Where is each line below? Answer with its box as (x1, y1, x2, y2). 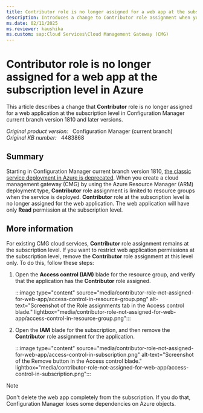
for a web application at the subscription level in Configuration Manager (6, 109, 185, 117)
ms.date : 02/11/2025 (6, 20, 59, 26)
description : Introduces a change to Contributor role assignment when (6, 15, 190, 21)
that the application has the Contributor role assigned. (14, 277, 151, 284)
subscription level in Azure (6, 83, 144, 97)
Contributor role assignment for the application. (14, 333, 135, 340)
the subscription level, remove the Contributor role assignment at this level (6, 252, 193, 260)
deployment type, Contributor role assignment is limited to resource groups (6, 187, 195, 194)
